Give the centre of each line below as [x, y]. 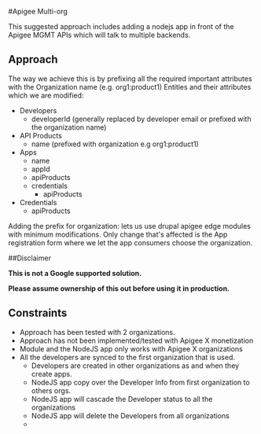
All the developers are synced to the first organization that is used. [127, 357]
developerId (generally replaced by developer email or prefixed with [141, 119]
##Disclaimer [29, 258]
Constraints [38, 313]
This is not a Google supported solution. [75, 273]
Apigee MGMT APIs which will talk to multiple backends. [99, 35]
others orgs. [51, 390]
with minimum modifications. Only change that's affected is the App [118, 234]
